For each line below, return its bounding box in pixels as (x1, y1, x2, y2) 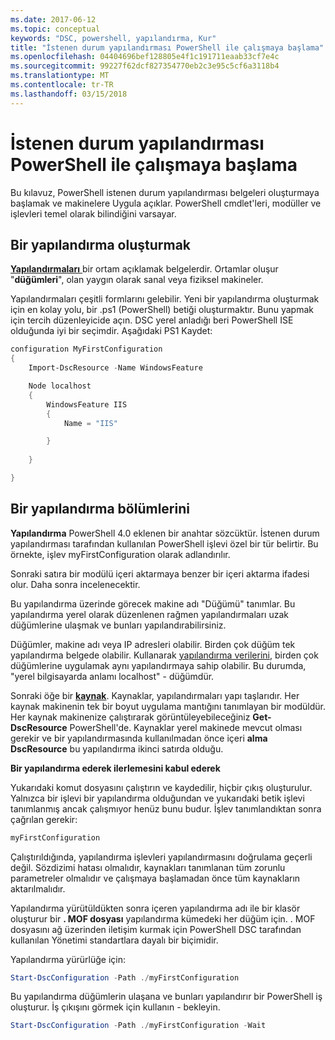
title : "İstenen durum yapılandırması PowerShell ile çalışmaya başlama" (10, 42, 325, 53)
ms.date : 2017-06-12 (10, 14, 97, 25)
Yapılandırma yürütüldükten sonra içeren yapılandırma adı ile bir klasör (10, 902, 301, 914)
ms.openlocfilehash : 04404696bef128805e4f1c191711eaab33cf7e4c (10, 52, 280, 62)
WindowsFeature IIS (46, 399, 128, 410)
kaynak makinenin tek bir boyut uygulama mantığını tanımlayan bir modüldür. (10, 700, 326, 712)
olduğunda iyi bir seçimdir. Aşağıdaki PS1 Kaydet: (10, 325, 213, 337)
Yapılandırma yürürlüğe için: (10, 953, 126, 965)
